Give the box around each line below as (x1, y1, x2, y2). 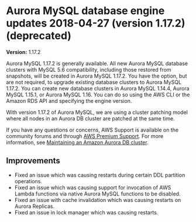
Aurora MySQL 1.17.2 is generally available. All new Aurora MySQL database (6, 60, 188, 67)
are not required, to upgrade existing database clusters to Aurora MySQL (6, 78, 182, 86)
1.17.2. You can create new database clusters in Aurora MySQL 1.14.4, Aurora (6, 85, 190, 92)
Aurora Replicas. (14, 203, 54, 210)
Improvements (6, 156, 60, 166)
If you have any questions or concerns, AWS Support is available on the (6, 126, 179, 133)
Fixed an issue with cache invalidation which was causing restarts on (14, 196, 181, 203)
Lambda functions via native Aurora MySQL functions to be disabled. (14, 190, 181, 197)
